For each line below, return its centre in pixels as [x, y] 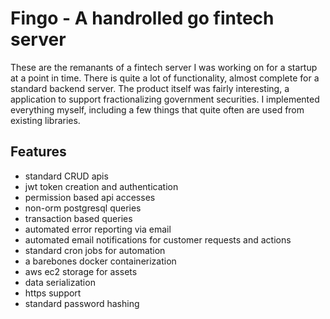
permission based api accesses [90, 197]
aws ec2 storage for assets [81, 271]
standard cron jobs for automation [95, 250]
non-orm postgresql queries [83, 208]
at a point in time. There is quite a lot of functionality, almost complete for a [165, 78]
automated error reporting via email [98, 229]
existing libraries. [45, 120]
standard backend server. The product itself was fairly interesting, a [150, 88]
